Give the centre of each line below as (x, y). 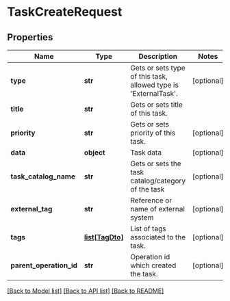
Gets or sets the (155, 163)
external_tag (31, 209)
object (94, 153)
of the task (147, 189)
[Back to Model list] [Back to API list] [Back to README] (86, 291)
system (142, 218)
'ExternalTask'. (154, 93)
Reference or (151, 200)
